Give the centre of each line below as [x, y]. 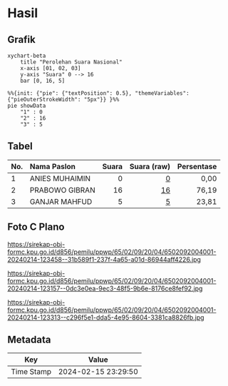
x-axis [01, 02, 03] [51, 68]
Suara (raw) [150, 166]
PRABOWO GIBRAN [62, 190]
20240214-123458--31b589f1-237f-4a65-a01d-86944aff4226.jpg [104, 259]
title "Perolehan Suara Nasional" [71, 62]
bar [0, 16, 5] [43, 81]
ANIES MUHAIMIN [60, 178]
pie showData [27, 106]
